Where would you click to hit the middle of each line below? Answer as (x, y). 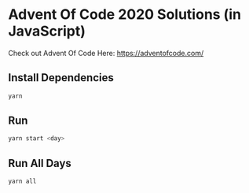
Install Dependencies (61, 78)
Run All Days (40, 163)
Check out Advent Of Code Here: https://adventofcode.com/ (106, 53)
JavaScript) (47, 31)
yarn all (22, 182)
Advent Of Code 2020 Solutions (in (125, 15)
